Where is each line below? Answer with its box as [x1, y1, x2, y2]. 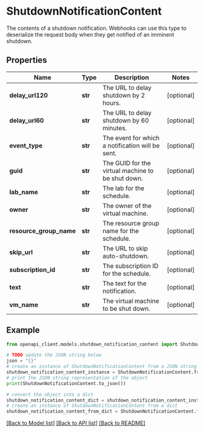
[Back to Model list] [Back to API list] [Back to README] [6, 419, 146, 427]
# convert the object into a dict [6, 391, 94, 397]
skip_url [9, 248, 33, 257]
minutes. [102, 124, 127, 132]
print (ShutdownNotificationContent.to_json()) [6, 380, 126, 386]
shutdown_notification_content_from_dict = [6, 408, 118, 415]
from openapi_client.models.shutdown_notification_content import [6, 341, 178, 347]
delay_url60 [9, 116, 44, 124]
